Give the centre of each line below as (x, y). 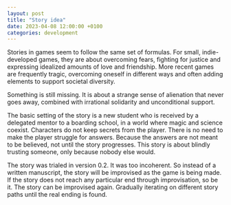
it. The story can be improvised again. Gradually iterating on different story (113, 187)
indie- (210, 52)
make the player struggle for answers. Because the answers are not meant (113, 138)
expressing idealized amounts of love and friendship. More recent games (111, 67)
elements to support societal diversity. (61, 82)
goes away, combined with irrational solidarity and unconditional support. (111, 102)
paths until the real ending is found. (57, 195)
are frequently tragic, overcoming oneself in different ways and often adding (115, 74)
